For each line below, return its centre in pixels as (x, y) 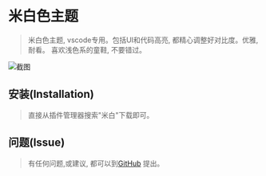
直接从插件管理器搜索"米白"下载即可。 (91, 115)
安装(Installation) (51, 94)
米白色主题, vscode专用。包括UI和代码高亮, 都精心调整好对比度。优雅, (143, 40)
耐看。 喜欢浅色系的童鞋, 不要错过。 (87, 49)
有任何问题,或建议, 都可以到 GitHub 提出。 (96, 163)
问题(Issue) (37, 143)
